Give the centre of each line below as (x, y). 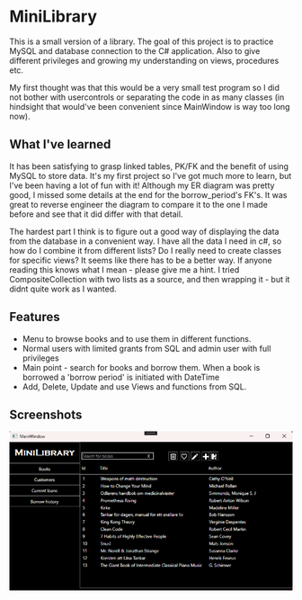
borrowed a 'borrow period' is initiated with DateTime (121, 377)
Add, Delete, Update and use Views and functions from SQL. (134, 386)
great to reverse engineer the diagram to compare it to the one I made (138, 204)
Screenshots (46, 414)
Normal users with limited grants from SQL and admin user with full (147, 348)
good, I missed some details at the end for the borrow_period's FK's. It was (148, 194)
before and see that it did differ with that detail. (96, 214)
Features (35, 317)
